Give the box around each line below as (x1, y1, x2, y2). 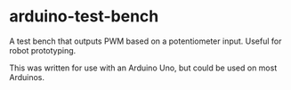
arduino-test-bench (9, 6, 159, 27)
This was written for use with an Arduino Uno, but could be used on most (9, 62, 278, 73)
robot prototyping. (9, 45, 77, 55)
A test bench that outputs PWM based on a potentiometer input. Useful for (9, 36, 282, 46)
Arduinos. (9, 71, 45, 82)
